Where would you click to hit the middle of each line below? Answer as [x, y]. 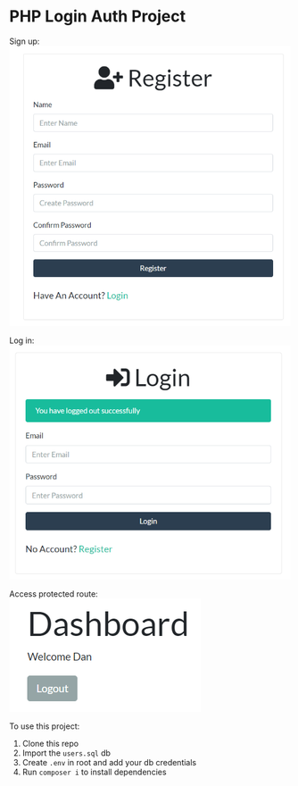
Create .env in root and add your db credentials [109, 763]
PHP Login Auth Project [97, 17]
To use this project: [45, 726]
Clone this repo [50, 744]
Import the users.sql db [66, 753]
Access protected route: [54, 594]
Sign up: [25, 41]
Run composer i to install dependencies [94, 772]
